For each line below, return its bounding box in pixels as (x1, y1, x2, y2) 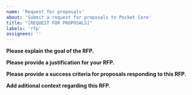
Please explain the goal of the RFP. (6, 47, 94, 54)
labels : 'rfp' (6, 25, 42, 32)
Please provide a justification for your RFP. (6, 59, 115, 66)
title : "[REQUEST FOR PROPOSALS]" (6, 20, 93, 26)
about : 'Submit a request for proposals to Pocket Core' (6, 14, 152, 20)
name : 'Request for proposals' (6, 8, 85, 15)
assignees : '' (6, 31, 42, 37)
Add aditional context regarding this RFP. (6, 82, 111, 90)
